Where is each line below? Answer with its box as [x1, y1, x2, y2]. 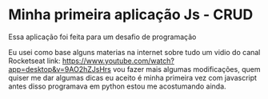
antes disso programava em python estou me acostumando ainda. [8, 81, 226, 91]
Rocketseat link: [8, 56, 62, 65]
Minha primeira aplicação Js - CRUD [8, 6, 254, 24]
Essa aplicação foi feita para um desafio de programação [8, 32, 197, 42]
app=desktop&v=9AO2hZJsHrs [8, 64, 112, 73]
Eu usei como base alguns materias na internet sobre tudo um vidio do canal [8, 47, 261, 57]
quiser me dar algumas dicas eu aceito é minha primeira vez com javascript [8, 73, 258, 82]
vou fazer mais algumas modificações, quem [113, 64, 261, 73]
